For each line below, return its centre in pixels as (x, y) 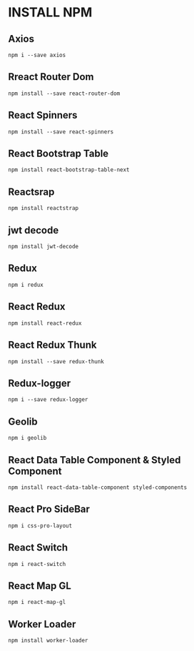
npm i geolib (27, 438)
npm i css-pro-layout (40, 525)
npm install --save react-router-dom (64, 94)
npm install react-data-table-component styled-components (98, 487)
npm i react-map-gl (37, 602)
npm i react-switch (37, 564)
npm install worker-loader (48, 641)
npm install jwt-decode (44, 247)
